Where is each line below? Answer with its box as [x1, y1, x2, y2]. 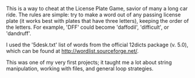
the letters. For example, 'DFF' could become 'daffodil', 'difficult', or [6, 23, 169, 30]
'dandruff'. [6, 30, 31, 37]
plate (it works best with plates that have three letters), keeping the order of [6, 18, 189, 24]
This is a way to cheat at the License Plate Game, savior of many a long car [6, 5, 188, 12]
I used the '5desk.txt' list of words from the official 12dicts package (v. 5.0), [6, 41, 189, 48]
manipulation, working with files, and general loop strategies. [6, 65, 154, 72]
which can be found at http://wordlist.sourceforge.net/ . [6, 48, 139, 55]
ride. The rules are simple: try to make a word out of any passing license [6, 11, 181, 18]
